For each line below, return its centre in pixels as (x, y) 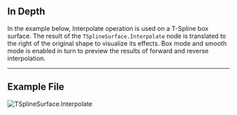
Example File (36, 87)
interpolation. (26, 58)
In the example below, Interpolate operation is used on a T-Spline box (108, 28)
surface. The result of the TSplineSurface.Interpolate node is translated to (117, 36)
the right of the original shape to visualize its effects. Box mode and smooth (117, 43)
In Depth (26, 12)
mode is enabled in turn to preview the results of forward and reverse (108, 50)
